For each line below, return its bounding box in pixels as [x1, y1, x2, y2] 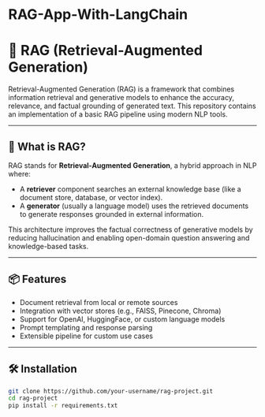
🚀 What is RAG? [8, 140, 86, 153]
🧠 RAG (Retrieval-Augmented [8, 42, 203, 60]
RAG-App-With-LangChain [8, 6, 188, 24]
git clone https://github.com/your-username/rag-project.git [8, 387, 214, 395]
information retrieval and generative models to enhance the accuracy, [8, 93, 235, 102]
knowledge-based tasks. [8, 241, 89, 251]
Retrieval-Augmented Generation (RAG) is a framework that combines [8, 84, 235, 94]
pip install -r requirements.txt [8, 402, 118, 410]
